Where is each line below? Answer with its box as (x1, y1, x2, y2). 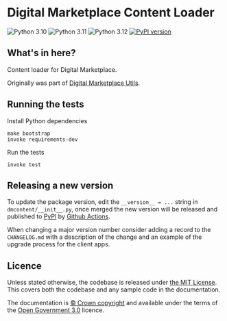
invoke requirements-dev (7, 136, 78, 143)
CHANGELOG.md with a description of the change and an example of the (7, 233, 202, 241)
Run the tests (7, 148, 45, 156)
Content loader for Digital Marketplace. (7, 65, 117, 73)
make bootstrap (7, 130, 51, 137)
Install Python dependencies (7, 116, 88, 125)
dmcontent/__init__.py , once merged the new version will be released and (7, 205, 218, 214)
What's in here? (7, 47, 77, 59)
